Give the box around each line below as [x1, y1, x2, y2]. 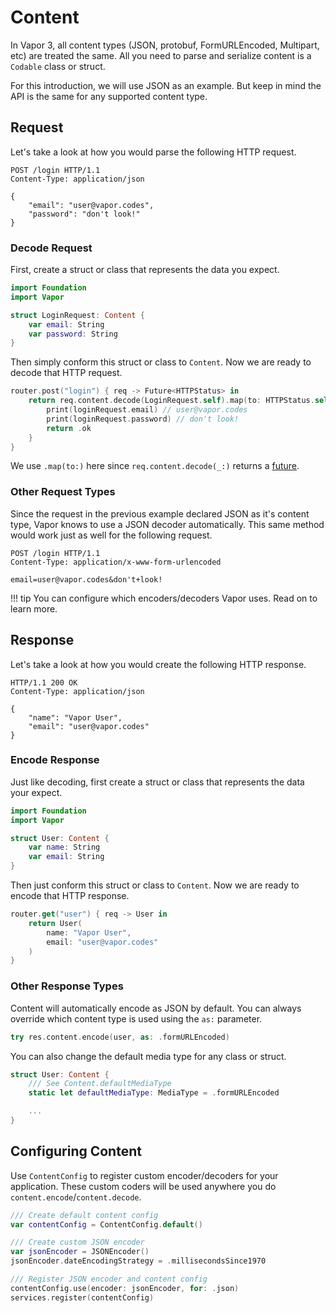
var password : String [28, 329, 118, 339]
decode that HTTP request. [10, 367, 123, 379]
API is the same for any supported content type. [10, 90, 208, 102]
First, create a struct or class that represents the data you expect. [10, 264, 280, 276]
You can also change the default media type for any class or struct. [10, 1050, 287, 1062]
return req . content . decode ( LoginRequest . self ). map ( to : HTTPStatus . [28, 396, 315, 406]
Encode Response [10, 753, 100, 767]
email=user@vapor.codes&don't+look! [10, 574, 163, 585]
